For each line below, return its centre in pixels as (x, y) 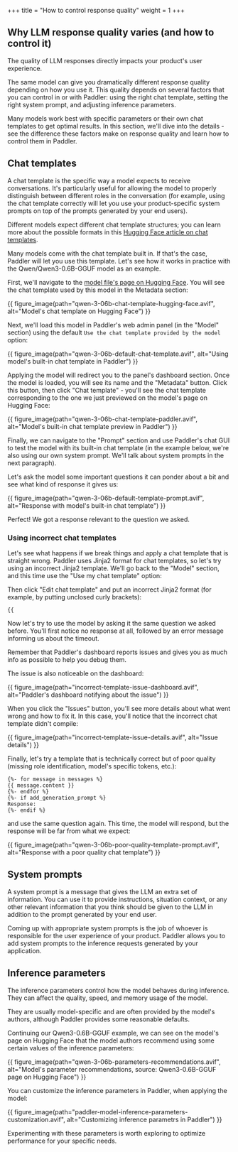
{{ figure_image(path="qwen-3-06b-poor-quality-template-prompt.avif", (114, 844)
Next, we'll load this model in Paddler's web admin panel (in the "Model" (113, 325)
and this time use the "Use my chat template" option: (85, 575)
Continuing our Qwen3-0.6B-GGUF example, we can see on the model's (113, 1033)
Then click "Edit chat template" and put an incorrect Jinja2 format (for (109, 589)
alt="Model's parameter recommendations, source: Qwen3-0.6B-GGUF (112, 1069)
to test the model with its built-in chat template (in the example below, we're (118, 447)
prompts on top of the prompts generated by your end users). (98, 211)
